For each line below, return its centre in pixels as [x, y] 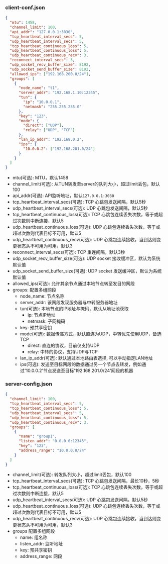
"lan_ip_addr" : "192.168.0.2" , [51, 140]
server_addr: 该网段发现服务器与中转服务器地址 [69, 303]
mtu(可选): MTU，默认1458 [40, 178]
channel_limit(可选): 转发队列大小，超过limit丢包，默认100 [72, 475]
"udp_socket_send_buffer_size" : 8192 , [50, 69]
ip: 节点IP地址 [42, 315]
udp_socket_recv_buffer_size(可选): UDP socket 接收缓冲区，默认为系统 [86, 258]
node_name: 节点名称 [42, 296]
